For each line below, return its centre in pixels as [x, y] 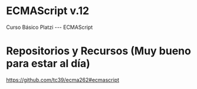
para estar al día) [48, 64]
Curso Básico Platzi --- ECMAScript [50, 27]
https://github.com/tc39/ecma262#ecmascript [63, 80]
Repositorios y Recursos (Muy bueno [99, 51]
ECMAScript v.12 [48, 11]
